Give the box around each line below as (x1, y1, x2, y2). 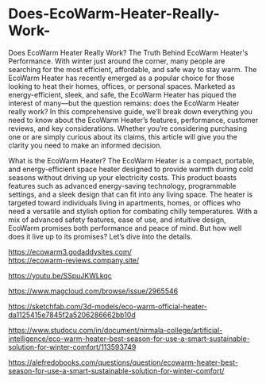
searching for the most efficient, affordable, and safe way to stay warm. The (8, 64, 257, 74)
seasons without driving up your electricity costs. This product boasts (8, 172, 237, 182)
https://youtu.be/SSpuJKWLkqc (8, 270, 113, 280)
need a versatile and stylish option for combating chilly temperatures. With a (8, 206, 258, 216)
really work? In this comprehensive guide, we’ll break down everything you (8, 106, 253, 116)
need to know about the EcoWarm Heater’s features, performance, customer (8, 115, 259, 124)
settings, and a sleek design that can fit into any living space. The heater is (8, 190, 253, 199)
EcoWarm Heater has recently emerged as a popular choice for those (8, 73, 235, 82)
